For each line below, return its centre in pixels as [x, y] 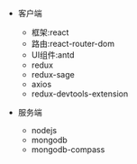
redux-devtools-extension [80, 94]
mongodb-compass [68, 150]
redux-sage [53, 74]
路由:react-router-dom [73, 44]
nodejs [44, 130]
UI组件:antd [53, 55]
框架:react [50, 32]
